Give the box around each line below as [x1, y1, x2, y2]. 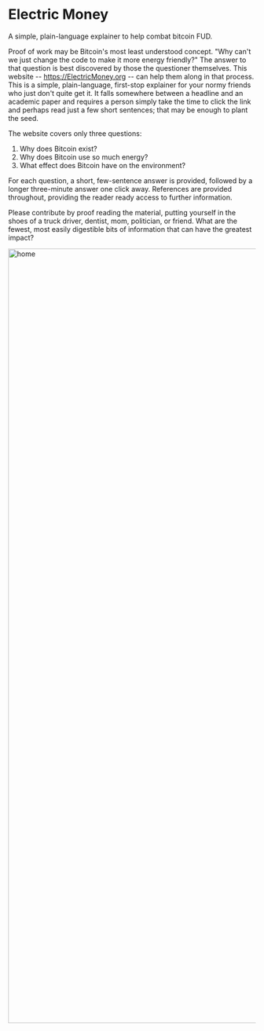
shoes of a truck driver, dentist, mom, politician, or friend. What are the [8, 216, 238, 226]
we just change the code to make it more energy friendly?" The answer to [8, 55, 247, 64]
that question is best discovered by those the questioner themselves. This [8, 63, 247, 72]
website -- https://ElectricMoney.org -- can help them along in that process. [8, 72, 255, 81]
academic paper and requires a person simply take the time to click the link [8, 97, 251, 106]
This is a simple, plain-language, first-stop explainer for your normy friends [8, 80, 251, 90]
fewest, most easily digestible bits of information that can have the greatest [8, 224, 252, 233]
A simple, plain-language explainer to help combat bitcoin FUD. [8, 31, 213, 41]
